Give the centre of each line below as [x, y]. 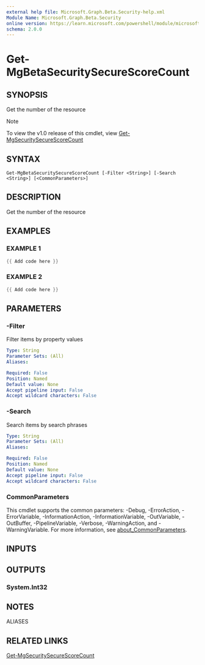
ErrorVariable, [24, 516]
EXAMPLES [28, 231]
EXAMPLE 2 [24, 277]
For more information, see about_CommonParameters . [119, 529]
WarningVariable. [28, 529]
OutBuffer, [19, 523]
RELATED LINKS [37, 641]
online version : [27, 23]
